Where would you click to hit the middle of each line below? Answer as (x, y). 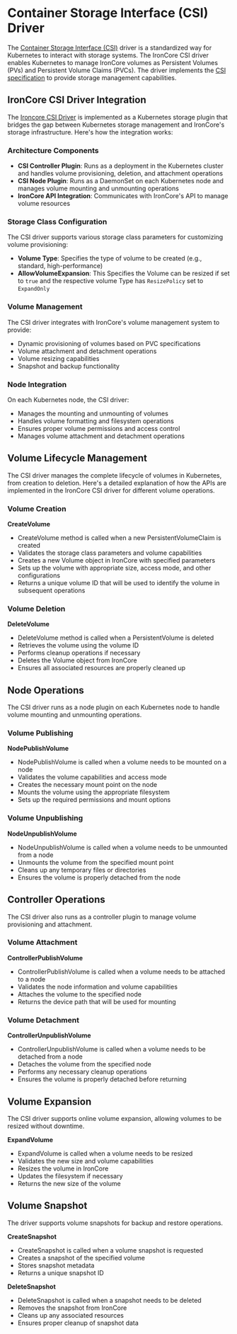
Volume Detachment (44, 1020)
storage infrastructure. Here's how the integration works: (90, 132)
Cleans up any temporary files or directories (82, 870)
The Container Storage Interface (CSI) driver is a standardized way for (110, 47)
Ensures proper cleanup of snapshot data (78, 1323)
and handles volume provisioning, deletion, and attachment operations (120, 173)
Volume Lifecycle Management (77, 458)
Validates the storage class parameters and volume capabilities (110, 553)
